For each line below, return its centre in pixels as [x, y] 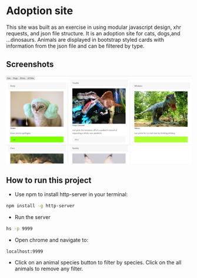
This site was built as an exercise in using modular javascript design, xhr [94, 27]
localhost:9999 [25, 251]
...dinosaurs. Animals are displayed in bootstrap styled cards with [85, 39]
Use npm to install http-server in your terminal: [71, 194]
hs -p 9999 [19, 229]
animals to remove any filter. [49, 269]
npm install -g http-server [41, 206]
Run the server [33, 217]
